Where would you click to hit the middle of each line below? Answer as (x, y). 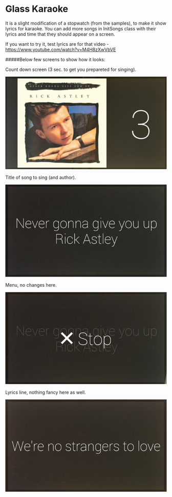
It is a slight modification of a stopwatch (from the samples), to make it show (86, 23)
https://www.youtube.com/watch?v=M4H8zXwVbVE (61, 49)
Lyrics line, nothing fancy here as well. (46, 392)
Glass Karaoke (37, 9)
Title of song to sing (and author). (41, 177)
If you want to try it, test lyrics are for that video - (57, 44)
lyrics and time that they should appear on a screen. (60, 34)
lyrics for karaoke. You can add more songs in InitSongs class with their (81, 28)
